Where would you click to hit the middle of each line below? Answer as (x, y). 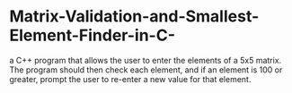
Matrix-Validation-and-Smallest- (134, 17)
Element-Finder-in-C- (93, 35)
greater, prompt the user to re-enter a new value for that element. (130, 79)
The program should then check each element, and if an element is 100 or (146, 70)
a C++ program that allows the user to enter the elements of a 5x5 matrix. (146, 60)
